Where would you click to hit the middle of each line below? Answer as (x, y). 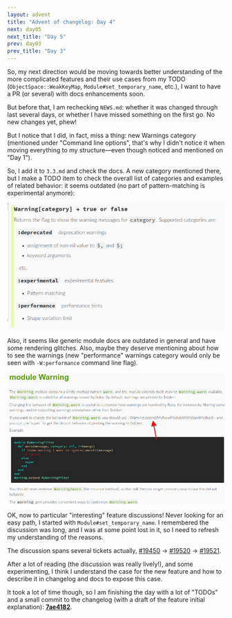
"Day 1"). (20, 157)
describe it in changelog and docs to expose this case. (85, 579)
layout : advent (29, 15)
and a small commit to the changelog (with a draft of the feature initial (106, 599)
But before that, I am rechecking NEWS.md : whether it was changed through (113, 107)
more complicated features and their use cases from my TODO (96, 79)
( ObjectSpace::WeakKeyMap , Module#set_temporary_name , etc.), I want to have (114, 86)
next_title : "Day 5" (37, 37)
